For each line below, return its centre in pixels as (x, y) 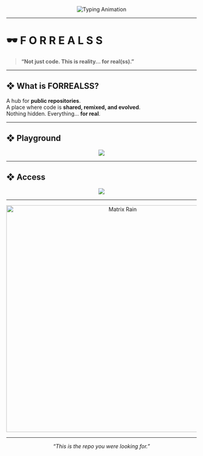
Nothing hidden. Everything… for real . (53, 113)
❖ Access (26, 177)
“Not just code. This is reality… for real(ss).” (78, 61)
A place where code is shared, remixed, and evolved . (73, 107)
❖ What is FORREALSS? (53, 86)
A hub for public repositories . (43, 100)
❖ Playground (34, 138)
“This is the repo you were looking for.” (101, 446)
